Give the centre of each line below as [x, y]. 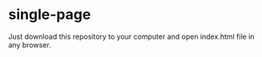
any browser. [30, 44]
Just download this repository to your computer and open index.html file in [131, 36]
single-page [50, 15]
